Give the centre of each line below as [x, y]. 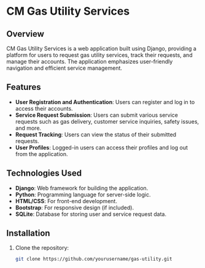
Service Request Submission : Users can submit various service [96, 115]
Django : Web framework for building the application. [82, 188]
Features [24, 87]
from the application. [42, 154]
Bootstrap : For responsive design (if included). [74, 207]
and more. [28, 128]
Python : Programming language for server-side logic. [83, 195]
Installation [28, 233]
